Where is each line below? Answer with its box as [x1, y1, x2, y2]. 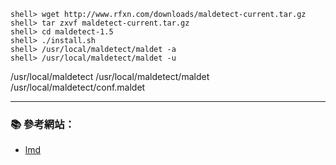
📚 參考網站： [10, 117, 75, 131]
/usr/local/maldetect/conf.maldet [10, 81, 146, 93]
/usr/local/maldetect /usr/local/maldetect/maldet [10, 71, 210, 82]
